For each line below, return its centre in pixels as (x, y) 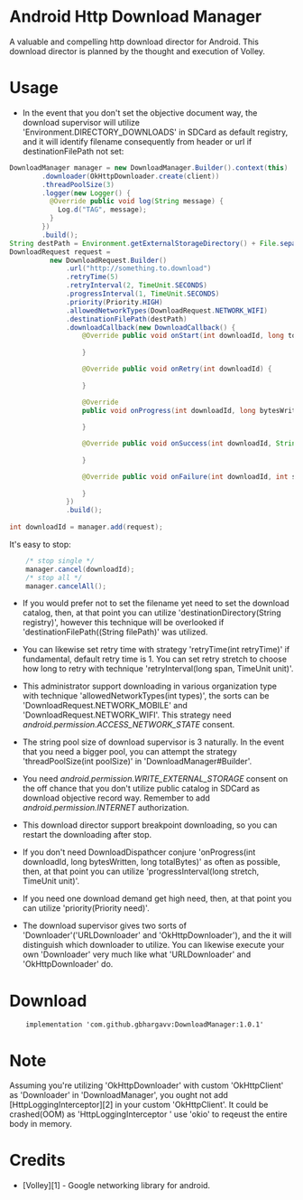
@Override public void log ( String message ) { (136, 202)
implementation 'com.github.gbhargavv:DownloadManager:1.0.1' (145, 1025)
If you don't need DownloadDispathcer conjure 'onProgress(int (139, 852)
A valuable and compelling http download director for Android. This (134, 42)
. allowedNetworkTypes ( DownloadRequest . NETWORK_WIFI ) (167, 310)
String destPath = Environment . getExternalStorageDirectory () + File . (145, 243)
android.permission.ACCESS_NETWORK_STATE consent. (129, 725)
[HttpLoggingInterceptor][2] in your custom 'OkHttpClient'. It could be (139, 1105)
